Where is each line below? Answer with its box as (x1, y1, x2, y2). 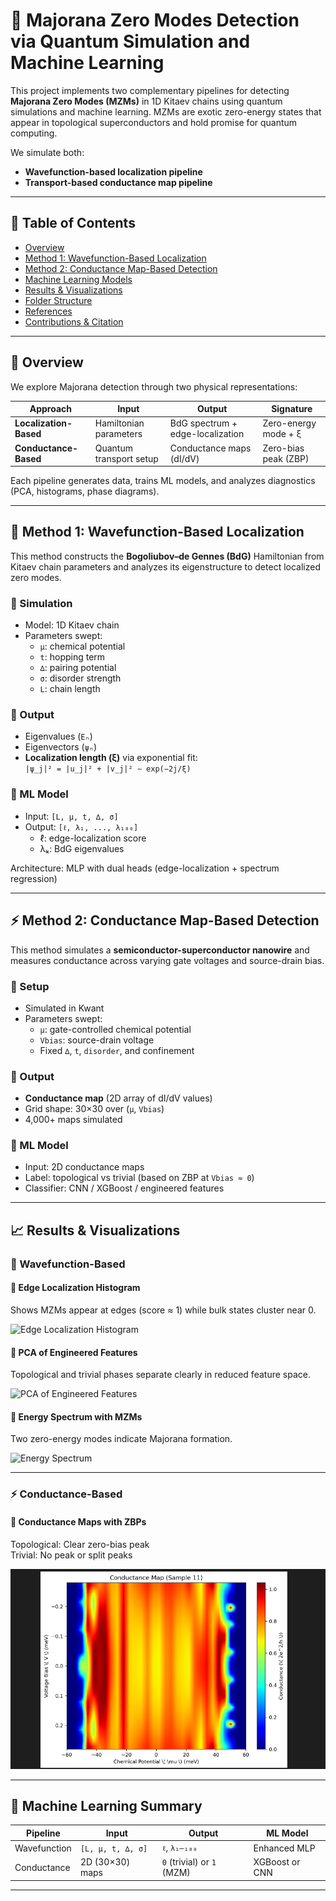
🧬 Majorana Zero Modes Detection (10, 9, 300, 32)
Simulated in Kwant (24, 1002, 105, 1014)
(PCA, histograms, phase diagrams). (10, 485, 160, 498)
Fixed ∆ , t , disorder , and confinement (39, 1044, 195, 1056)
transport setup (94, 452, 159, 464)
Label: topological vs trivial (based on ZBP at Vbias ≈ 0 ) (24, 1172, 255, 1184)
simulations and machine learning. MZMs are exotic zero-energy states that (10, 105, 322, 118)
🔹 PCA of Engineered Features (10, 1346, 138, 1358)
